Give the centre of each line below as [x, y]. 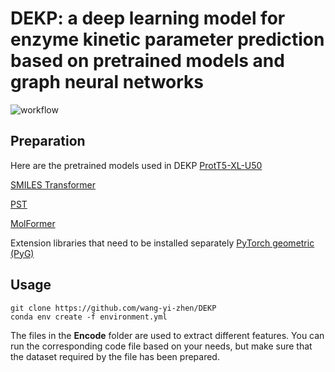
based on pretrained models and [147, 61]
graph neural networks [107, 82]
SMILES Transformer [53, 184]
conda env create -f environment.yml [89, 317]
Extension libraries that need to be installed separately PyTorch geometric [162, 243]
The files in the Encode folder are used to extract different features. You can [167, 335]
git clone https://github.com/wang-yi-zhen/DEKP [113, 308]
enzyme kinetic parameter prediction [167, 39]
